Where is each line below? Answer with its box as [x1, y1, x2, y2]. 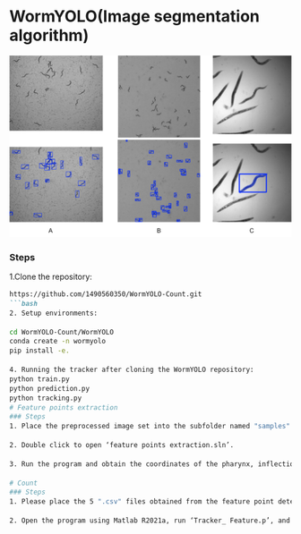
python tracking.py [9, 394, 82, 403]
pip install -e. [9, 346, 70, 355]
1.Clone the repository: [9, 271, 92, 283]
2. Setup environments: [9, 309, 99, 318]
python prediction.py [9, 384, 90, 393]
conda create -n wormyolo [9, 337, 106, 346]
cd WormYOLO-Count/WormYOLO [9, 327, 115, 336]
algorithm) [9, 25, 90, 46]
